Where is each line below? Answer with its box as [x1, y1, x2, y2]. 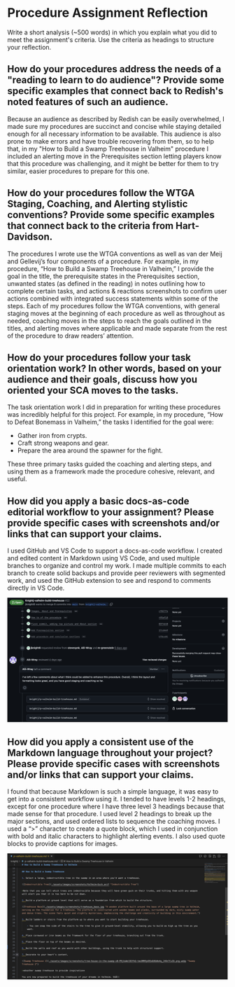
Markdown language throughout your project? [7, 747, 213, 759]
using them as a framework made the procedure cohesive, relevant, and [7, 467, 215, 476]
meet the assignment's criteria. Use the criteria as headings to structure [7, 35, 215, 43]
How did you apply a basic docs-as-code [7, 495, 190, 507]
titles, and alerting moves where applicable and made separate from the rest [7, 324, 227, 332]
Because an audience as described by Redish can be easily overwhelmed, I [7, 114, 225, 123]
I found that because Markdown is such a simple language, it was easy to [7, 787, 219, 796]
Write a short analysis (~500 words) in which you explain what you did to [7, 28, 218, 36]
